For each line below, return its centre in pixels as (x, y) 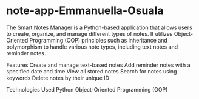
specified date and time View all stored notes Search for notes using (92, 71)
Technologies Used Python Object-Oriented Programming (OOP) (87, 89)
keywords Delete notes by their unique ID (58, 78)
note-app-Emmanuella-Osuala (85, 11)
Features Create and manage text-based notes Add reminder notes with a (98, 65)
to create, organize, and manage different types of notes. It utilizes (89, 33)
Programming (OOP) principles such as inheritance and (99, 40)
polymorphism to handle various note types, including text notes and (92, 47)
